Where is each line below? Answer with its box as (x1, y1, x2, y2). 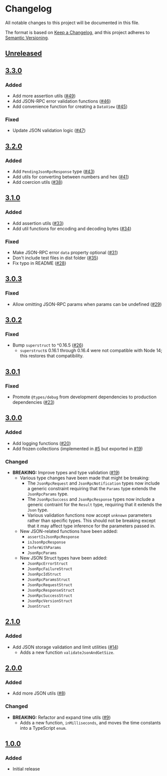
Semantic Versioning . (5, 35, 49, 41)
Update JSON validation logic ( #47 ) (12, 128, 86, 134)
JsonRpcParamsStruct (27, 577, 70, 583)
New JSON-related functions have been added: (19, 528, 118, 534)
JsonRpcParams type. (27, 491, 68, 497)
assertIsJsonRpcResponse (27, 534, 79, 540)
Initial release (12, 766, 40, 772)
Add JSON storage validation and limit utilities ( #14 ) (12, 644, 119, 650)
